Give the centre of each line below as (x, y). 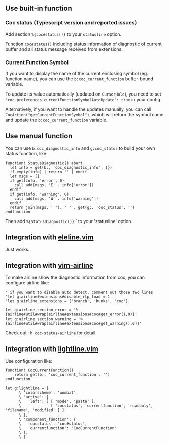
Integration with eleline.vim (49, 237)
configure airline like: (27, 283)
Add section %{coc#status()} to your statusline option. (63, 34)
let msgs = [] (25, 176)
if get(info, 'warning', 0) (40, 194)
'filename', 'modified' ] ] (35, 410)
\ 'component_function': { (47, 419)
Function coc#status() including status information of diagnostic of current (84, 44)
